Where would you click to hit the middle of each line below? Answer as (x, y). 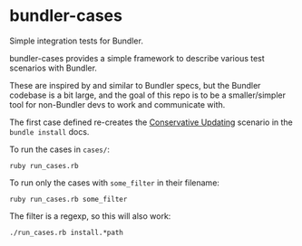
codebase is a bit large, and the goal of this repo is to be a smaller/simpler (147, 95)
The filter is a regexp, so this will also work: (90, 216)
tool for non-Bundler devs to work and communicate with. (117, 104)
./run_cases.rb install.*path (67, 232)
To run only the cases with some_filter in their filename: (115, 183)
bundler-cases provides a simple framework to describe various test (137, 58)
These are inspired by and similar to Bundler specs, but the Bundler (135, 85)
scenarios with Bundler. (54, 68)
